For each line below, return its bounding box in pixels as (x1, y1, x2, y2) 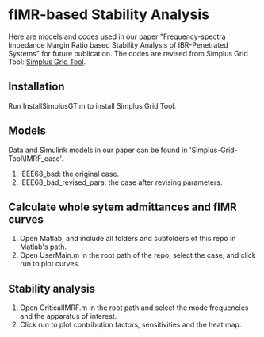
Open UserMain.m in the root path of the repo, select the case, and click (19, 251, 256, 260)
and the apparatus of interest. (19, 312, 117, 321)
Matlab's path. (19, 242, 67, 251)
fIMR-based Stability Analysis (8, 6, 210, 24)
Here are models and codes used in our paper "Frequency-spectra (8, 32, 226, 41)
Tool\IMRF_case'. (8, 153, 64, 163)
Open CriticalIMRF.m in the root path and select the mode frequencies (19, 303, 249, 312)
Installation (8, 80, 65, 94)
